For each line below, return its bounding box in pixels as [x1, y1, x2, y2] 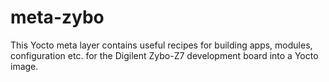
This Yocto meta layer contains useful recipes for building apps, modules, [10, 39, 313, 51]
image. [10, 60, 39, 72]
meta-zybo [10, 6, 105, 29]
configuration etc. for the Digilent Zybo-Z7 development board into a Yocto [10, 49, 319, 61]
